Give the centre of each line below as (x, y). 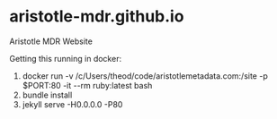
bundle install (47, 95)
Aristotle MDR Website (51, 41)
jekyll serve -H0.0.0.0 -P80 (72, 104)
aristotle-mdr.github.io (97, 17)
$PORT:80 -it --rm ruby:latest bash (87, 85)
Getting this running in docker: (66, 58)
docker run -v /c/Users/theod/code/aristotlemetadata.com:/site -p (145, 76)
